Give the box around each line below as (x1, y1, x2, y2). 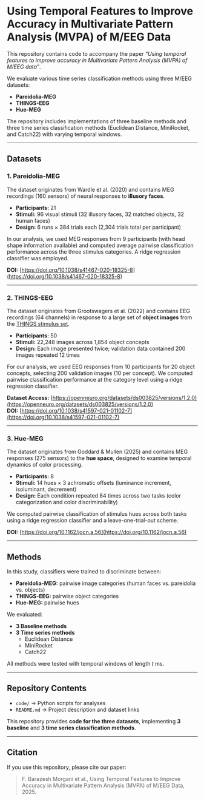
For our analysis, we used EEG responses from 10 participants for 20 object (7, 363, 196, 370)
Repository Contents (7, 683, 87, 694)
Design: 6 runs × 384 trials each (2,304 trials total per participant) (15, 223, 181, 231)
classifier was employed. (7, 254, 69, 262)
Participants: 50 (15, 332, 58, 339)
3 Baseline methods (15, 623, 67, 630)
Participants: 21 (15, 204, 56, 211)
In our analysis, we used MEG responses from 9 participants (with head (7, 235, 185, 242)
